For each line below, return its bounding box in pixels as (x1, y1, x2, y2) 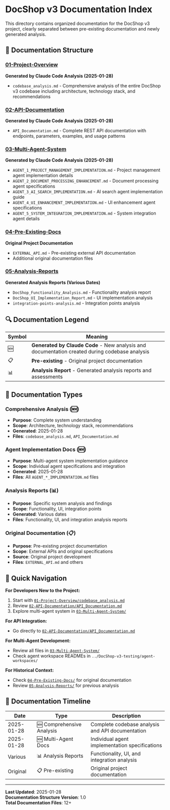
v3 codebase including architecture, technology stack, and (12, 88, 136, 94)
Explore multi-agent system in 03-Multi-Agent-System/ (12, 608, 126, 614)
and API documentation (90, 727, 147, 734)
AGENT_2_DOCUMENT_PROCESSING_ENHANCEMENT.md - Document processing (12, 178, 158, 184)
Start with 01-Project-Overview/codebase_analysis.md (12, 597, 125, 604)
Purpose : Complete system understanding (12, 417, 102, 423)
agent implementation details (12, 172, 73, 178)
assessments (31, 373, 63, 380)
